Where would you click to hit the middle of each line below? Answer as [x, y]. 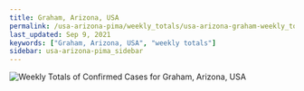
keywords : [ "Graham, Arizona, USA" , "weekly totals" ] [113, 43]
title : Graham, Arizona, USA [64, 18]
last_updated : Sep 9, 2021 [60, 34]
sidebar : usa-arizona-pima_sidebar [76, 51]
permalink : [30, 26]
